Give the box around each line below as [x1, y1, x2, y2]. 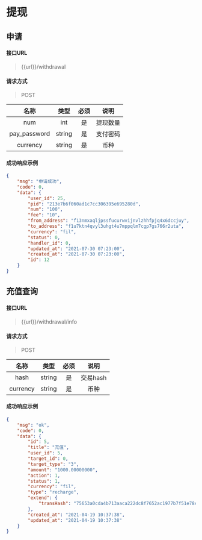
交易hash [81, 373, 107, 381]
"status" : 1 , [28, 478, 61, 484]
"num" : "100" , [28, 206, 63, 213]
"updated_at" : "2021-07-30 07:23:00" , [28, 245, 125, 252]
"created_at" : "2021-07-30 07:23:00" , [28, 251, 125, 257]
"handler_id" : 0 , [28, 240, 71, 246]
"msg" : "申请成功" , [17, 178, 62, 184]
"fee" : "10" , [28, 212, 61, 218]
